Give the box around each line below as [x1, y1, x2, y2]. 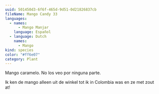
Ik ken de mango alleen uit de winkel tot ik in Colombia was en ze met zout [5, 79, 154, 85]
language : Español [14, 30, 51, 34]
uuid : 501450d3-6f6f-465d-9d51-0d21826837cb [5, 7, 97, 12]
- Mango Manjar [18, 25, 49, 30]
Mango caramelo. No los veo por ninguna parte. [5, 70, 101, 76]
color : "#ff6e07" [5, 52, 40, 57]
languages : [5, 16, 27, 21]
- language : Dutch [9, 34, 47, 39]
